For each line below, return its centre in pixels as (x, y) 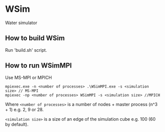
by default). (17, 124)
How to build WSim (35, 38)
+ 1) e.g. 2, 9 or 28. (24, 109)
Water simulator (21, 23)
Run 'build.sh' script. (26, 50)
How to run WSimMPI (39, 66)
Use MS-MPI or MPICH (28, 77)
